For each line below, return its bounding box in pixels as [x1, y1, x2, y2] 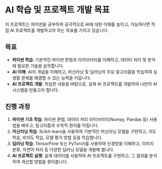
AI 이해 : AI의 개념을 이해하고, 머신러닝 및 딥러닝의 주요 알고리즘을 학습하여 [12, 69, 152, 75]
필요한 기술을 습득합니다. [17, 62, 65, 68]
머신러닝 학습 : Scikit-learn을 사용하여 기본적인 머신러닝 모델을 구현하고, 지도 [12, 128, 157, 134]
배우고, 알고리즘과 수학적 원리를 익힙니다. [21, 122, 99, 128]
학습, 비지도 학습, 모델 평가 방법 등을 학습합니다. [12, 134, 103, 140]
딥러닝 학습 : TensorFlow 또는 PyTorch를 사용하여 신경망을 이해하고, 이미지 [12, 140, 154, 146]
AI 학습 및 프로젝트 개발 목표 [5, 4, 110, 15]
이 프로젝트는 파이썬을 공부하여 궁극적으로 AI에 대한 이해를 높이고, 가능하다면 [5, 21, 150, 27]
